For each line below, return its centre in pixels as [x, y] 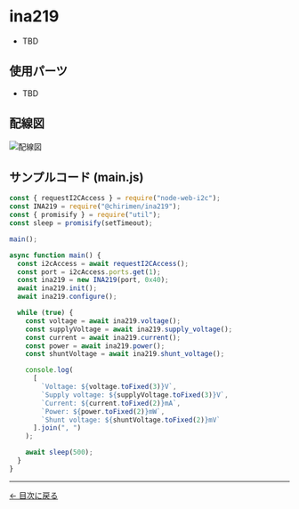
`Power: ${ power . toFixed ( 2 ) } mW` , [103, 411]
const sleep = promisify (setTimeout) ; [81, 223]
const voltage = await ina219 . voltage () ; [103, 321]
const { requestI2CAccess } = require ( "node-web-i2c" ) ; [115, 198]
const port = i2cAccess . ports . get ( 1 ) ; [89, 272]
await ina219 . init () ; [57, 288]
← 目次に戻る [34, 495]
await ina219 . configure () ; [67, 297]
